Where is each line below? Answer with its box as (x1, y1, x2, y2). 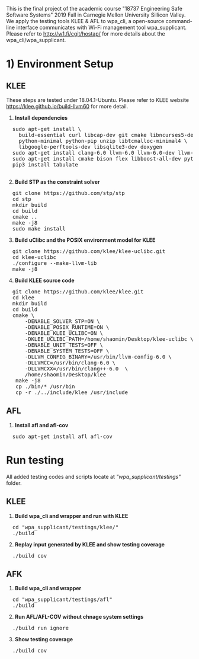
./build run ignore (12, 625, 69, 632)
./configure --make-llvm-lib (12, 260, 97, 266)
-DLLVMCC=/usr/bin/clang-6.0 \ (24, 360, 116, 366)
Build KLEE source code (14, 277, 75, 284)
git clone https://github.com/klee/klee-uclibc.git (12, 248, 166, 254)
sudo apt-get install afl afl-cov (12, 433, 113, 440)
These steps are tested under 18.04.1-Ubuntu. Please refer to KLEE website (6, 97, 190, 103)
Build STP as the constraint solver (14, 178, 100, 185)
